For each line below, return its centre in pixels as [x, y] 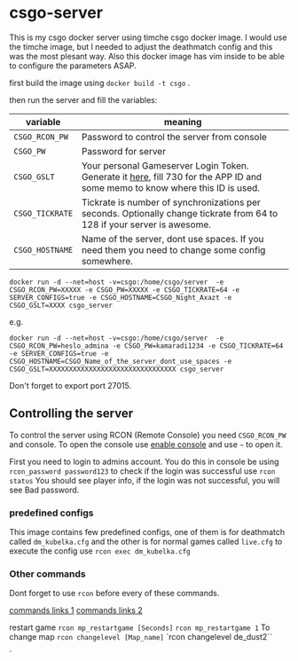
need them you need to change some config [173, 249]
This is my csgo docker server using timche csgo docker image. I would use [148, 37]
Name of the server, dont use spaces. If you [173, 239]
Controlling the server [71, 414]
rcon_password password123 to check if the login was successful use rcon [142, 471]
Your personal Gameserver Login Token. [165, 165]
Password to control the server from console [174, 137]
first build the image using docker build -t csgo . [100, 83]
